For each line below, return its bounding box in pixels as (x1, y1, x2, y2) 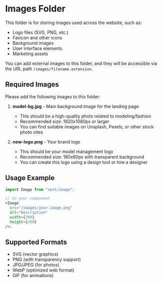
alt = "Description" (9, 210, 48, 215)
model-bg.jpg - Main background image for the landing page (12, 103, 139, 109)
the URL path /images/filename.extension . (5, 66, 93, 72)
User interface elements (12, 45, 62, 51)
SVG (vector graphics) (12, 251, 58, 257)
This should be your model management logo (19, 149, 113, 155)
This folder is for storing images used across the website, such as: (5, 20, 142, 26)
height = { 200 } (9, 219, 37, 224)
